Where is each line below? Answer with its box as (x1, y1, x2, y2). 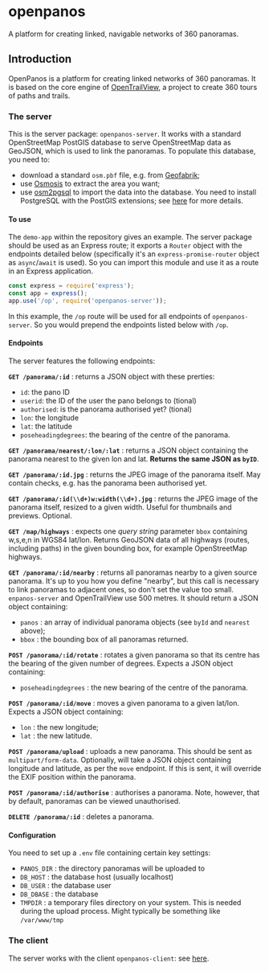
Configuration (8, 830, 56, 840)
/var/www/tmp (19, 916, 64, 924)
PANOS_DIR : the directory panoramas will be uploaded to (19, 863, 206, 874)
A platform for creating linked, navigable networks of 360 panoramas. (8, 29, 239, 39)
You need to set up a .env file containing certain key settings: (8, 848, 211, 858)
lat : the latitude (19, 421, 73, 432)
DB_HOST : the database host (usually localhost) (19, 872, 174, 882)
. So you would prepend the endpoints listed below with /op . (29, 320, 229, 330)
